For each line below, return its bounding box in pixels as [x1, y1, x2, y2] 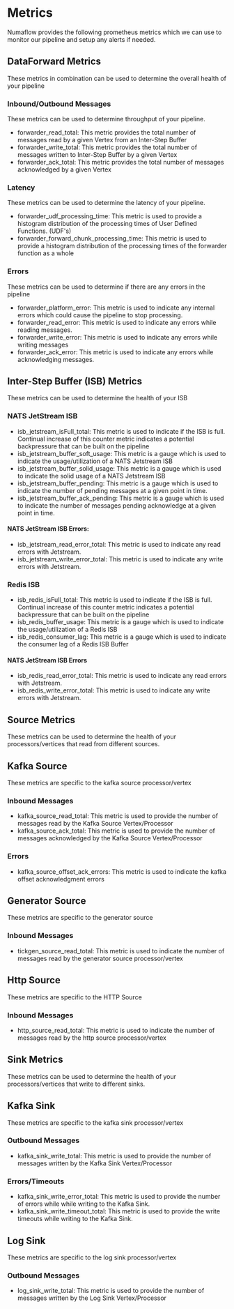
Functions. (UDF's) [17, 227, 72, 235]
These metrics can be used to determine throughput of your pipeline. [7, 115, 205, 123]
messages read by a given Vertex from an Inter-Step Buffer [17, 136, 187, 144]
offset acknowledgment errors [17, 875, 104, 883]
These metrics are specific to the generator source [7, 914, 153, 922]
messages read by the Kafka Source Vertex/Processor [17, 819, 173, 828]
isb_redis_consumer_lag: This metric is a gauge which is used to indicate [17, 633, 226, 641]
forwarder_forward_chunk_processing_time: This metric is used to [17, 234, 207, 243]
